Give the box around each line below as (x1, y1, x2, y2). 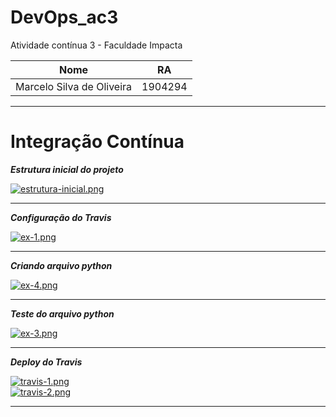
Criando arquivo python (10, 259, 113, 271)
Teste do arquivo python (10, 307, 115, 320)
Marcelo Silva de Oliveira (15, 79, 133, 93)
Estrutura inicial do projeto (10, 163, 124, 175)
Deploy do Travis (10, 356, 83, 368)
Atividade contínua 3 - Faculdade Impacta (10, 39, 183, 51)
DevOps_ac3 (10, 6, 119, 29)
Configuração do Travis (10, 211, 112, 223)
